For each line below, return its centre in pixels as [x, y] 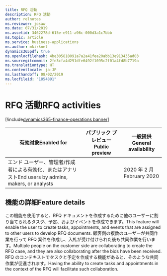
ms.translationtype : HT [30, 65]
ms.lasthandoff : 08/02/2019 [34, 75]
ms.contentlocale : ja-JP [31, 70]
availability [142, 149]
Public [101, 146]
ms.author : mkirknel [27, 47]
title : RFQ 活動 [21, 10]
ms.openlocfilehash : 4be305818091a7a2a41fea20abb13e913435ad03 [72, 56]
